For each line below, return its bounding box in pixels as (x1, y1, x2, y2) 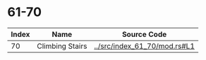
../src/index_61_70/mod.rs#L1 (94, 41, 195, 51)
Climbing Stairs (37, 41, 87, 51)
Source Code (122, 29, 167, 39)
